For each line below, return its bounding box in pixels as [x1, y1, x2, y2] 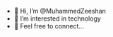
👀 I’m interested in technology [13, 14, 101, 23]
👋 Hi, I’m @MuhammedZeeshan [13, 7, 106, 15]
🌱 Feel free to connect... [13, 22, 85, 30]
